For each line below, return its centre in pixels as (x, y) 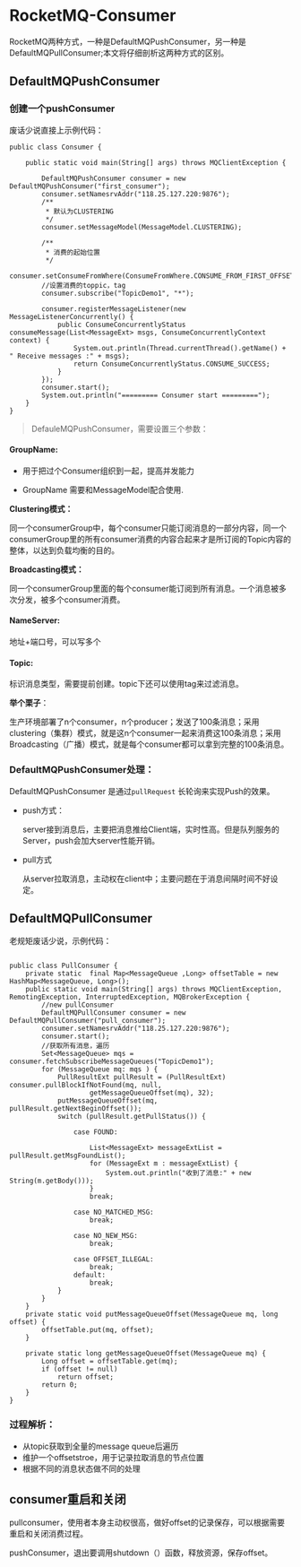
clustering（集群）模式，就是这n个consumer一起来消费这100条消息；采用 (145, 733)
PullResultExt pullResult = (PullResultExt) (142, 1078)
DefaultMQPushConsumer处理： (82, 770)
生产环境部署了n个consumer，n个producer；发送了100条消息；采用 (134, 722)
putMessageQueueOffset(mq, (107, 1101)
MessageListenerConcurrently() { (72, 316)
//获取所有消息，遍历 (76, 1046)
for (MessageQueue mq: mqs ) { (100, 1069)
